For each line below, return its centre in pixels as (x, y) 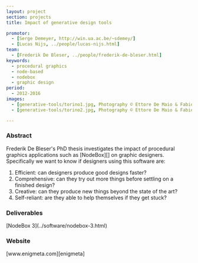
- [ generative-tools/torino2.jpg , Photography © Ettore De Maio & (95, 110)
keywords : (18, 60)
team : (13, 50)
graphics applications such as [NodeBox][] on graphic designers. (85, 154)
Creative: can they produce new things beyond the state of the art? (96, 191)
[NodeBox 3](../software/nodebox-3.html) (57, 226)
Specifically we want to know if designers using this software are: (86, 161)
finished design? (34, 185)
